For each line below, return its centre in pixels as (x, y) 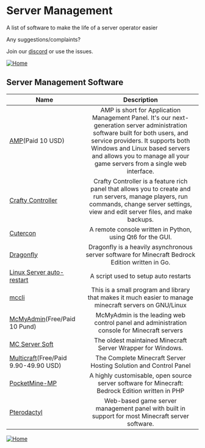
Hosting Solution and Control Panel (141, 365)
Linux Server (27, 272)
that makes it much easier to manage (140, 297)
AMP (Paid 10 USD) (37, 140)
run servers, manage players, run (140, 196)
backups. (141, 219)
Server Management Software (65, 82)
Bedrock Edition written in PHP (141, 390)
